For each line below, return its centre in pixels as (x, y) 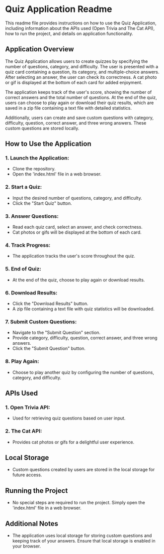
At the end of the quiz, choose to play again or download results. (79, 279)
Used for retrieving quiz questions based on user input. (69, 418)
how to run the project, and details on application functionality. (69, 33)
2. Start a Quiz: (24, 187)
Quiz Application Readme (59, 9)
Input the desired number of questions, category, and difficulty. (77, 198)
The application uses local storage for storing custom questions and (82, 535)
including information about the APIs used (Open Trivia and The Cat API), (80, 28)
